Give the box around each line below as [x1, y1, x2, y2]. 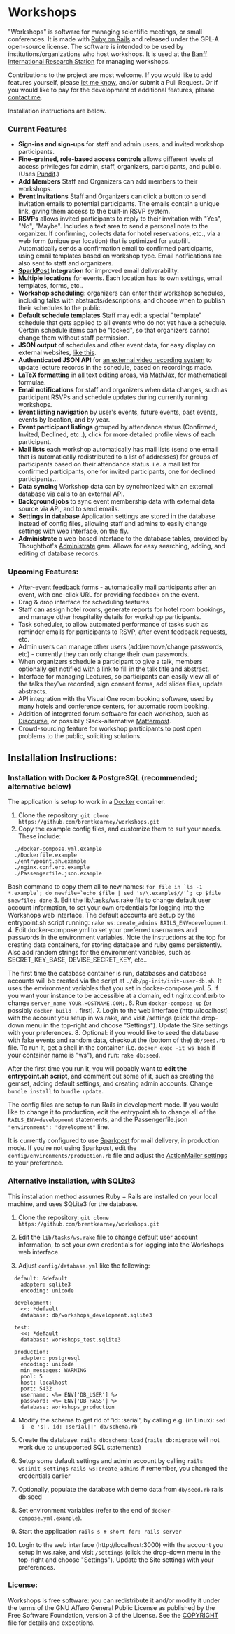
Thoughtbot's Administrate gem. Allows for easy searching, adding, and [17, 542, 226, 551]
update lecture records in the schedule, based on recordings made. [17, 364, 213, 372]
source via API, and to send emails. [17, 505, 120, 513]
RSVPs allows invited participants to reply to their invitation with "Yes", [17, 214, 222, 223]
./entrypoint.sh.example [14, 858, 87, 865]
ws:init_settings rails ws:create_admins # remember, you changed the [17, 1464, 228, 1472]
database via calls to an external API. [17, 490, 125, 498]
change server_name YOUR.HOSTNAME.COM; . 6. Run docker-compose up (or [8, 999, 212, 1007]
